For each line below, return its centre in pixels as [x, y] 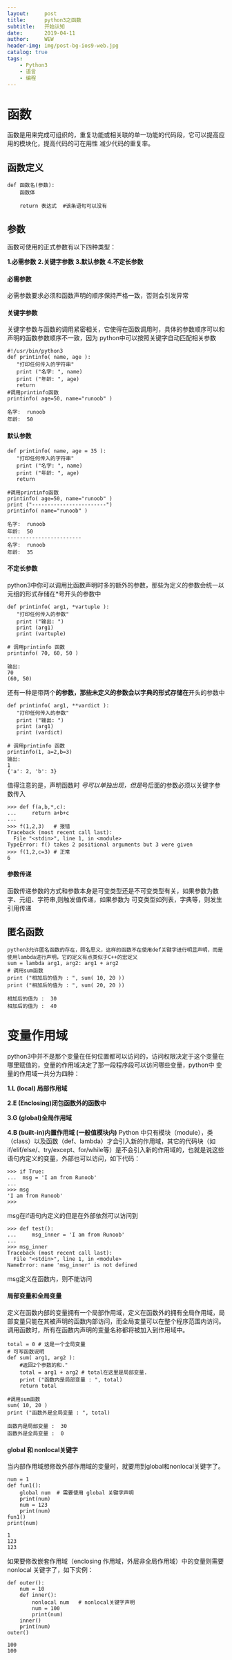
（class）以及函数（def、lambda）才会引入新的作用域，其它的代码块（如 [112, 1141]
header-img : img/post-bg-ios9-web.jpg [63, 46]
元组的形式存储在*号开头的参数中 [54, 594]
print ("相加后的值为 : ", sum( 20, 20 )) [66, 985]
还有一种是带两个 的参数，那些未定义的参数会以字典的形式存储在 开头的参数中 [116, 692]
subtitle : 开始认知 [36, 26]
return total [38, 1386]
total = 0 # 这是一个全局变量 [47, 1344]
